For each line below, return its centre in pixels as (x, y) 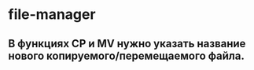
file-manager (52, 15)
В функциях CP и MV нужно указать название (127, 44)
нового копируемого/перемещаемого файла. (127, 55)
